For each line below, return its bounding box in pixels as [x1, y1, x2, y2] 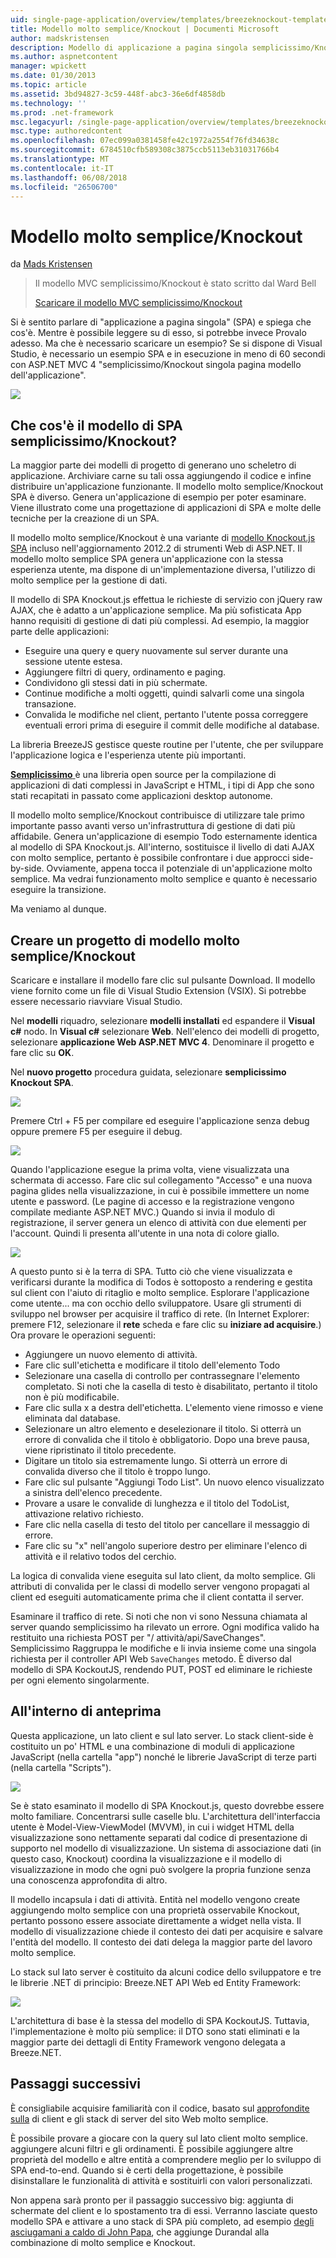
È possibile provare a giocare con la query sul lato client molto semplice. [10, 2132, 309, 2144]
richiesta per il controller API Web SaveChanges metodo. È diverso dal [10, 1652, 292, 1665]
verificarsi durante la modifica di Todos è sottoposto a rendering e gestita [10, 1276, 313, 1288]
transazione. [24, 698, 77, 710]
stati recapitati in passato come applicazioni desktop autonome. [10, 790, 273, 802]
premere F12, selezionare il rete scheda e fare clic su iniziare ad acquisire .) [10, 1318, 322, 1330]
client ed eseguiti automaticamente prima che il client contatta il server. [10, 1591, 304, 1603]
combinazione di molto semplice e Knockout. [10, 2236, 196, 2248]
